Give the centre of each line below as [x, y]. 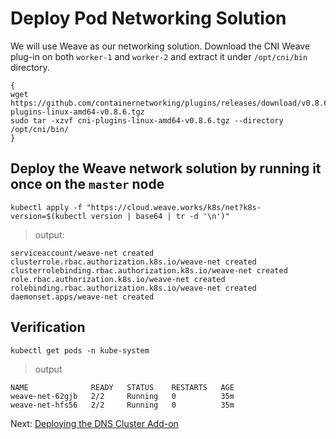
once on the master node [87, 184]
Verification [48, 327]
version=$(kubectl [48, 216]
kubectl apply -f [46, 207]
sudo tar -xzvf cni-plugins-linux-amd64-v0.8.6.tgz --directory [147, 120]
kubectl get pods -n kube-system [80, 350]
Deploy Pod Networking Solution [148, 18]
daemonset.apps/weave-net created [82, 297]
